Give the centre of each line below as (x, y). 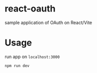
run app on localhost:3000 (32, 56)
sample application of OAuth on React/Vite (48, 22)
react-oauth (30, 9)
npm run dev (17, 65)
